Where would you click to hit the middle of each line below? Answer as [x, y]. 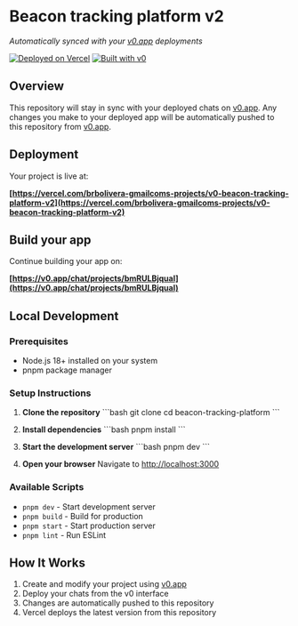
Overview [37, 86]
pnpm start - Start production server [89, 526]
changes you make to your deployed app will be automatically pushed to [142, 116]
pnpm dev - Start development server [89, 506]
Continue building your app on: [66, 261]
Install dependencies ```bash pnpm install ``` [104, 429]
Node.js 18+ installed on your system [90, 361]
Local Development [64, 316]
